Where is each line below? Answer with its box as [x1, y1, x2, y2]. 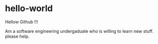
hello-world [5, 3, 53, 14]
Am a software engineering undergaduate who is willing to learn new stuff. [5, 28, 154, 34]
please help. [5, 33, 30, 39]
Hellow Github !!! [5, 19, 38, 25]
